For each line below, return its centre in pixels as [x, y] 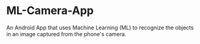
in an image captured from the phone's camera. [66, 34]
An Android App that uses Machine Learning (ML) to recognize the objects [100, 28]
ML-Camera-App [50, 11]
